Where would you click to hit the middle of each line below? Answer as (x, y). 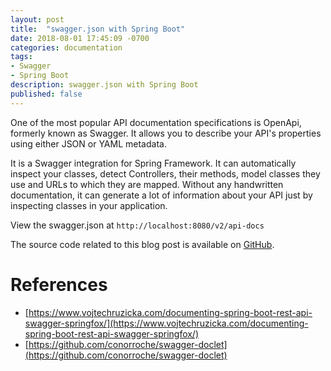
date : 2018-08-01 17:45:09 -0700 (80, 38)
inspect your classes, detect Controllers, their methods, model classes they (165, 173)
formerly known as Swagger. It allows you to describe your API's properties (166, 133)
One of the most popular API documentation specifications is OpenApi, (156, 122)
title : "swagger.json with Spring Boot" (98, 29)
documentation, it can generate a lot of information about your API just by (161, 195)
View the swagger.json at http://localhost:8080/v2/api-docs (137, 225)
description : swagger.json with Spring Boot (104, 85)
